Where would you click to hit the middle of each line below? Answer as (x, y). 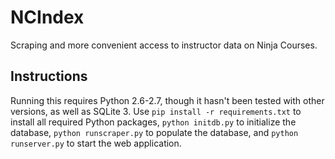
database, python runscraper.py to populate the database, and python (154, 132)
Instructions (49, 76)
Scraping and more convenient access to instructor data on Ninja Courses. (164, 45)
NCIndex (47, 17)
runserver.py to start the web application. (96, 143)
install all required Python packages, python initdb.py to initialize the (153, 122)
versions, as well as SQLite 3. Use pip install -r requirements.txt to (156, 111)
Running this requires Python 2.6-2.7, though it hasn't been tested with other (167, 100)
